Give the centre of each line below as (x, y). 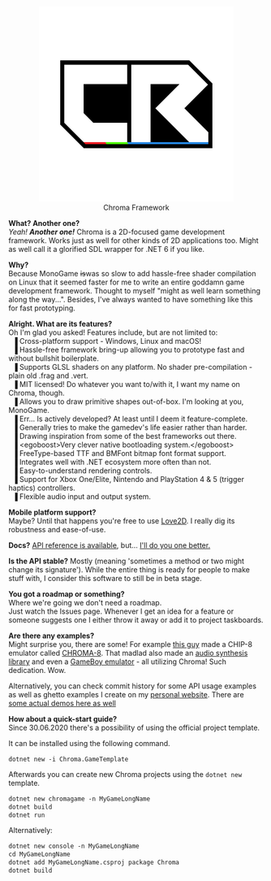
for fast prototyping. (42, 308)
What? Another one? (44, 223)
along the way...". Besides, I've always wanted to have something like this (131, 299)
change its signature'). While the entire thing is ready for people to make (129, 570)
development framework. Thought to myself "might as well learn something (135, 291)
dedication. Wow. (37, 670)
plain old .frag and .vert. (49, 375)
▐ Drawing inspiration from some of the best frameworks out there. (124, 436)
